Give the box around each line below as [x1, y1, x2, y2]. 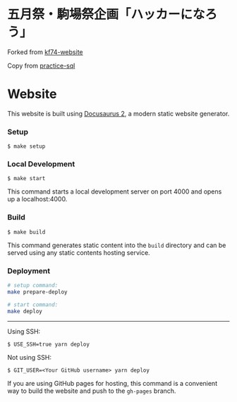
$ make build [7, 228, 46, 236]
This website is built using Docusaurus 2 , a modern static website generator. [7, 109, 230, 118]
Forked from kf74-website [7, 47, 83, 56]
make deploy [7, 308, 42, 315]
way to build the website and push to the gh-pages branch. [7, 387, 176, 395]
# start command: [7, 301, 59, 308]
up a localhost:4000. [7, 195, 68, 203]
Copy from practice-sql [7, 61, 75, 70]
